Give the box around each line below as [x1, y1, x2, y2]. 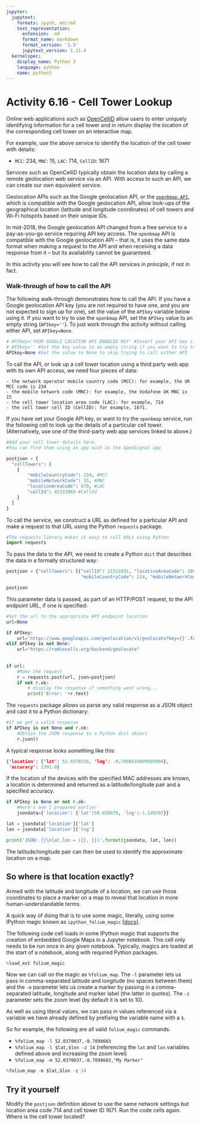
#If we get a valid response [6, 720, 79, 726]
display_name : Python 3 [17, 58, 76, 64]
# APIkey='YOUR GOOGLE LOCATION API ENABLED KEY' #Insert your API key [6, 338, 187, 345]
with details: [6, 146, 36, 153]
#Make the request [17, 668, 62, 674]
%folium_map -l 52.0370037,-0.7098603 [14, 1038, 111, 1044]
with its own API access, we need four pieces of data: [6, 367, 138, 374]
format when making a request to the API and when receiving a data [6, 243, 173, 250]
